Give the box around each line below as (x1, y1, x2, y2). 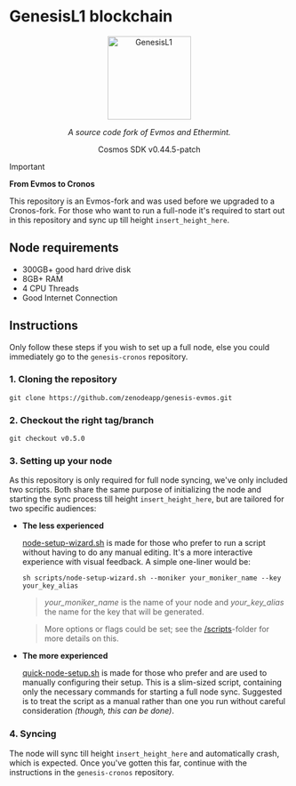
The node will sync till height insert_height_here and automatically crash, (9, 748, 280, 758)
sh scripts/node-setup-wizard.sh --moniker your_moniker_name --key (21, 573, 282, 583)
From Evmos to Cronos (9, 178, 95, 188)
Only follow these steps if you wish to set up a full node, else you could (9, 341, 270, 352)
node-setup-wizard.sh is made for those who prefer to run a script (21, 538, 267, 549)
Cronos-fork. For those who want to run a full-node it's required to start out (9, 205, 285, 215)
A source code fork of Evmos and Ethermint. (68, 126, 231, 137)
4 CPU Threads (21, 283, 79, 293)
